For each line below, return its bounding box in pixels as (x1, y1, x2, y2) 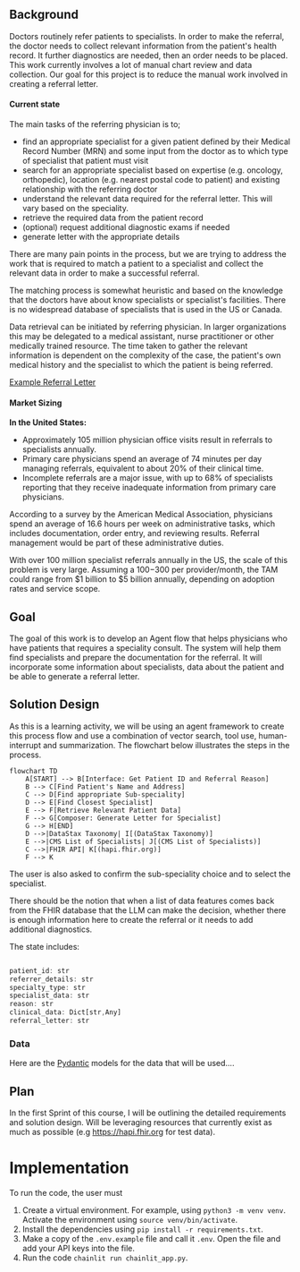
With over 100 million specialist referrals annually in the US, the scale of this (9, 555, 288, 566)
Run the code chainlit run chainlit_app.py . (21, 1252, 188, 1263)
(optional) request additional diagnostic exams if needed (21, 222, 230, 233)
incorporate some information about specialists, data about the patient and (9, 662, 284, 672)
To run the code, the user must (9, 1188, 123, 1199)
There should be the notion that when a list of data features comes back (9, 895, 275, 906)
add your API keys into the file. (21, 1243, 136, 1254)
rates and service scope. (9, 584, 101, 594)
